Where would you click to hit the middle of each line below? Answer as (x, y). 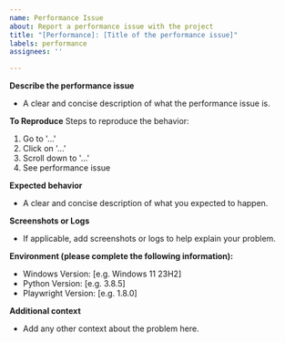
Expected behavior (46, 186)
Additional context (46, 311)
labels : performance (49, 43)
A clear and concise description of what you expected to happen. (145, 203)
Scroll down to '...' (56, 158)
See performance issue (66, 168)
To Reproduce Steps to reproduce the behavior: (99, 121)
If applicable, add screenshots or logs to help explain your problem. (149, 239)
